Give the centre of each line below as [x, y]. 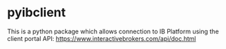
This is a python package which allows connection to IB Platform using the [113, 31]
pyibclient [37, 13]
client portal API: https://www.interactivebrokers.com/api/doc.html [102, 38]
